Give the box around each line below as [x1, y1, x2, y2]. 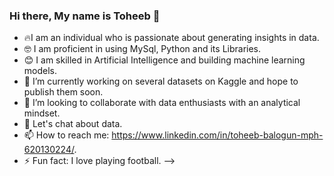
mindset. [23, 107, 61, 119]
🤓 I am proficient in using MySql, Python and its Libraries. [23, 43, 262, 55]
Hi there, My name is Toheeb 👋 [9, 9, 161, 23]
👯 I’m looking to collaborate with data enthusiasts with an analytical [23, 97, 301, 109]
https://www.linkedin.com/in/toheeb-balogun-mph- [111, 129, 324, 141]
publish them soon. [23, 86, 104, 98]
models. [23, 65, 58, 77]
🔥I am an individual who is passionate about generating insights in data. [23, 32, 320, 44]
